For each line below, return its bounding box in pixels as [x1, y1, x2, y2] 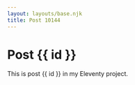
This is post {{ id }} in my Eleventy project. [7, 70, 129, 78]
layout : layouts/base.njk [7, 10, 82, 17]
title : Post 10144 [7, 17, 61, 24]
